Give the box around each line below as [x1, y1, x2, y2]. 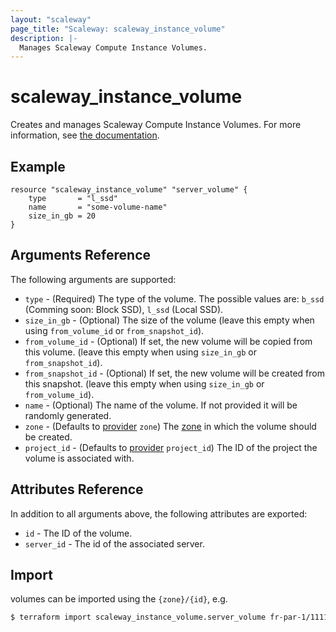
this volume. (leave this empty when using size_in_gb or [24, 346, 257, 358]
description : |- [10, 33, 78, 43]
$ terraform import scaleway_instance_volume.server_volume [10, 612, 267, 623]
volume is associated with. [24, 452, 135, 464]
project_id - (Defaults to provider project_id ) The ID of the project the [24, 441, 318, 453]
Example [10, 158, 66, 175]
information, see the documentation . [10, 129, 160, 141]
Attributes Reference [10, 481, 144, 498]
